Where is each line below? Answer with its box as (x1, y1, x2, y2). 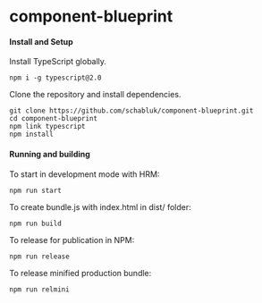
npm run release (9, 252, 70, 261)
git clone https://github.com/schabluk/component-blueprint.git (9, 106, 254, 115)
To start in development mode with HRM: (9, 168, 160, 180)
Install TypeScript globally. (9, 56, 107, 67)
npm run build (9, 219, 63, 228)
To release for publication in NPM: (9, 234, 135, 245)
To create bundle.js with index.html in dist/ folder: (9, 201, 191, 212)
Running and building (9, 148, 91, 159)
